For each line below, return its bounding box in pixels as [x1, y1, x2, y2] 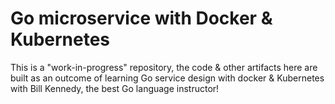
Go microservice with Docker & [10, 7, 273, 30]
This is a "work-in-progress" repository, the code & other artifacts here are [10, 61, 318, 73]
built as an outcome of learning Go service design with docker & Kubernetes [10, 72, 325, 84]
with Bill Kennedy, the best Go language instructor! [10, 82, 220, 94]
